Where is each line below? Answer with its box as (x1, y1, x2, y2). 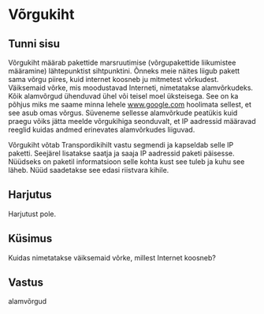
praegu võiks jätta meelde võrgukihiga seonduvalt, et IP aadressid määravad (8, 117, 256, 125)
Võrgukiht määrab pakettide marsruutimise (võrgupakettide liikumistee (8, 58, 236, 67)
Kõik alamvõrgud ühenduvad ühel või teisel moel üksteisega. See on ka (8, 92, 239, 100)
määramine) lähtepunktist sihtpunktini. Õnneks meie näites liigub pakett (8, 66, 240, 76)
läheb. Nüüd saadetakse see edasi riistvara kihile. (8, 166, 169, 174)
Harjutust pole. (8, 209, 57, 219)
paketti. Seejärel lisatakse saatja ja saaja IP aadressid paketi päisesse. (8, 148, 235, 158)
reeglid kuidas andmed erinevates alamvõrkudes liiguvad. (8, 125, 195, 134)
